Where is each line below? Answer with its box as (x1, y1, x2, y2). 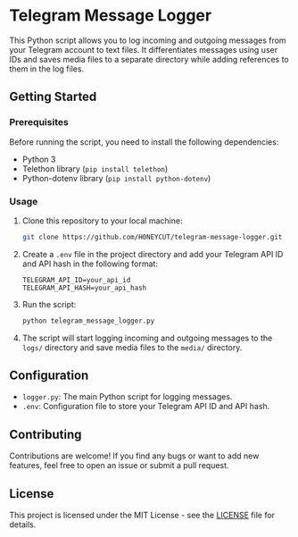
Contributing (9, 426, 82, 442)
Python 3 (21, 154, 56, 164)
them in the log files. (9, 63, 85, 74)
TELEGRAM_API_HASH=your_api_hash (21, 283, 147, 292)
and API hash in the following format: (21, 258, 159, 269)
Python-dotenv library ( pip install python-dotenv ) (21, 172, 211, 183)
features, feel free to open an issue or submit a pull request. (9, 460, 229, 471)
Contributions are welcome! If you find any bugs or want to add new (9, 450, 260, 461)
